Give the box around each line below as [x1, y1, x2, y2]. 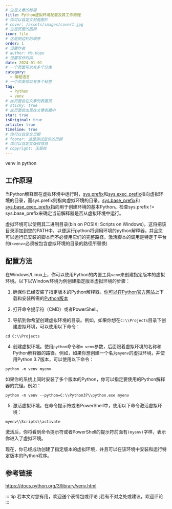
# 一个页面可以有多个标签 [5, 79, 52, 84]
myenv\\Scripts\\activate [5, 419, 60, 424]
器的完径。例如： [5, 382, 41, 388]
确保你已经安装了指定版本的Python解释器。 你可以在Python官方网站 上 [12, 289, 160, 295]
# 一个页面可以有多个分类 [5, 65, 52, 70]
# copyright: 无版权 [5, 146, 47, 152]
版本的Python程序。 [9, 453, 52, 459]
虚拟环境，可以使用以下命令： [17, 323, 80, 329]
